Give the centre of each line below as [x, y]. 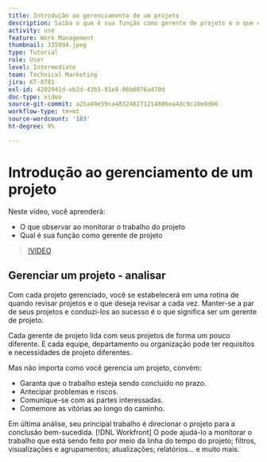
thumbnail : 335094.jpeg [48, 45]
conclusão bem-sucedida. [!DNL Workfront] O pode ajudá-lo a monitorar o [130, 432]
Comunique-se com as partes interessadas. [91, 400]
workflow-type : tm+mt [44, 112]
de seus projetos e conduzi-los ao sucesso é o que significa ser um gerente [132, 311]
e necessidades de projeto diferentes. [70, 352]
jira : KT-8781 [32, 82]
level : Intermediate [43, 67]
